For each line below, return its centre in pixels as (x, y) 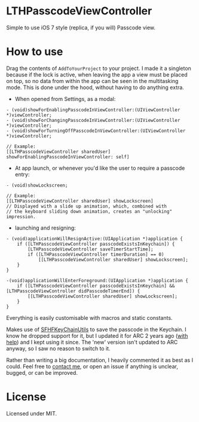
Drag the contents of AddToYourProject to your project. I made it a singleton (99, 68)
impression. (21, 216)
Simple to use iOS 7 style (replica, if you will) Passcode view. (81, 27)
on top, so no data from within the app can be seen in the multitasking (92, 81)
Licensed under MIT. (32, 413)
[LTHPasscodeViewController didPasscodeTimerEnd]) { (73, 291)
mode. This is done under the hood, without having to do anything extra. (95, 87)
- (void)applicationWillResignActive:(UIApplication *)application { (95, 238)
